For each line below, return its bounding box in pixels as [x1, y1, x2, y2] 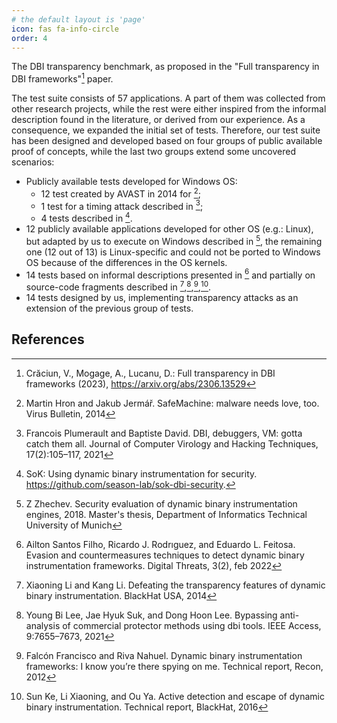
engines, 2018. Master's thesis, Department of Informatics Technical [25, 508, 308, 520]
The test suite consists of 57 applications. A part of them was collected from [11, 92, 326, 105]
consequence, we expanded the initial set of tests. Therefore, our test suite [11, 124, 321, 136]
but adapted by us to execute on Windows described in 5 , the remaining [25, 234, 323, 247]
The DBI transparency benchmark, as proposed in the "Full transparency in [11, 61, 320, 73]
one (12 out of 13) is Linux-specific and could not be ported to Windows [25, 246, 321, 258]
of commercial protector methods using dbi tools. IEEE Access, [62, 619, 322, 631]
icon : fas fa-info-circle [11, 24, 119, 34]
